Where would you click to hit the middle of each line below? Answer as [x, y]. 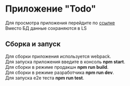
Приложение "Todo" [51, 9]
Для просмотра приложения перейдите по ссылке [60, 23]
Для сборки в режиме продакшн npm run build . [57, 67]
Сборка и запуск [33, 44]
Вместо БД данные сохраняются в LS [46, 28]
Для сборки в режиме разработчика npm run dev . [60, 72]
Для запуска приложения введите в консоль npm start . [65, 62]
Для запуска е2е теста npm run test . [45, 78]
